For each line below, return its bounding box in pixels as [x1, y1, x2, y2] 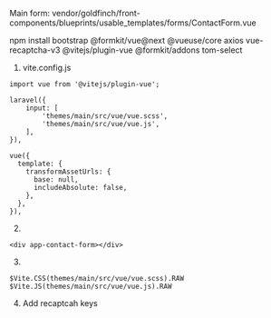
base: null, [33, 175, 79, 184]
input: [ [25, 104, 59, 113]
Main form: [9, 8, 51, 18]
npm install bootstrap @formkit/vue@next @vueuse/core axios [9, 35, 245, 45]
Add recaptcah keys [22, 298, 98, 308]
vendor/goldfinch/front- [51, 8, 140, 18]
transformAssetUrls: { [25, 167, 111, 176]
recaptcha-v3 [9, 45, 61, 55]
